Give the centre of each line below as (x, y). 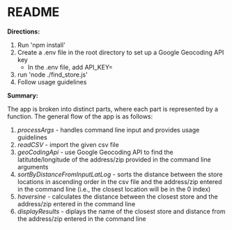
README (33, 12)
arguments (33, 167)
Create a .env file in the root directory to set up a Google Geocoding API (121, 52)
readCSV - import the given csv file (68, 144)
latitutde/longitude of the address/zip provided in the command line (114, 159)
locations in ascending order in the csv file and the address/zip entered (119, 181)
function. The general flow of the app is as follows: (80, 116)
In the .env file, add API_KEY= (70, 67)
